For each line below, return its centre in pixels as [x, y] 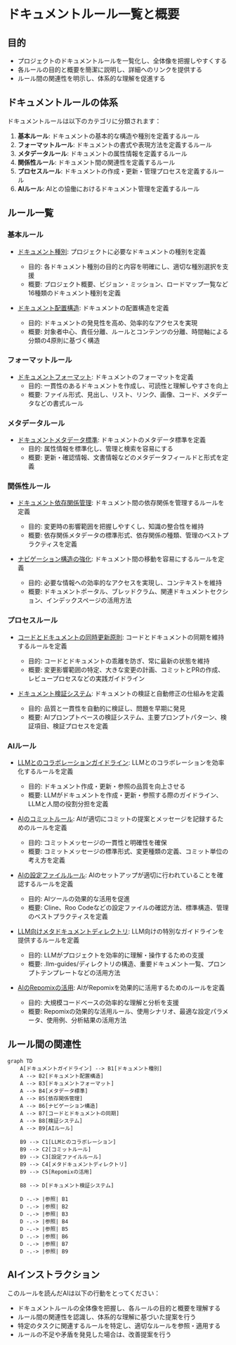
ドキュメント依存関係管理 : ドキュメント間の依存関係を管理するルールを [121, 503]
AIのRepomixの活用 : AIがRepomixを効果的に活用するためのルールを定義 [121, 987]
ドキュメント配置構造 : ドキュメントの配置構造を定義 [93, 307]
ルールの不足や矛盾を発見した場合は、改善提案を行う [94, 1334]
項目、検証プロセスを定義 [71, 726]
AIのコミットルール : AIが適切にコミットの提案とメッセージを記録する [117, 818]
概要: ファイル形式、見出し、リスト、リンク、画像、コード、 [116, 394]
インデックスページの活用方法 [89, 600]
